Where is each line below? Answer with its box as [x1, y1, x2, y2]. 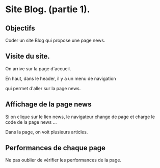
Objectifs [5, 24, 36, 33]
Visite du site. [5, 52, 50, 61]
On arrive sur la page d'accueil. [5, 65, 71, 72]
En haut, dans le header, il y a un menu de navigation [5, 75, 116, 81]
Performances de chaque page [5, 144, 105, 152]
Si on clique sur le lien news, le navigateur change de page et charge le [5, 114, 155, 120]
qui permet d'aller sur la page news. [5, 85, 81, 91]
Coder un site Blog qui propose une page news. [5, 37, 105, 43]
